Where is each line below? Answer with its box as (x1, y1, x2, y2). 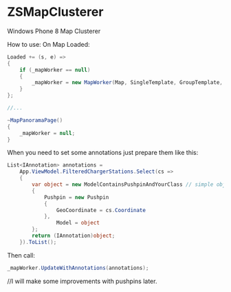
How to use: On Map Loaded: (7, 40, 91, 48)
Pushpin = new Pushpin (43, 194, 109, 200)
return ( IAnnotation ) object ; (32, 232, 115, 240)
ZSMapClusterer (7, 4, 104, 20)
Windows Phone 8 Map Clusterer (7, 27, 101, 35)
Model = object (56, 220, 100, 227)
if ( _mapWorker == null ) (19, 66, 91, 73)
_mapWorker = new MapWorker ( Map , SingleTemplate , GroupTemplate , (32, 79, 223, 86)
